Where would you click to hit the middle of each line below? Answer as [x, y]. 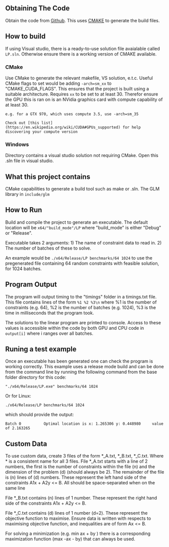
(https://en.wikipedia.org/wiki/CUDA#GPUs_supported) [63, 127]
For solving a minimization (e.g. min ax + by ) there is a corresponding [78, 534]
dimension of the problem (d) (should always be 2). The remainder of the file [85, 472]
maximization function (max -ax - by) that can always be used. [70, 539]
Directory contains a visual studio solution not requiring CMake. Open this [82, 156]
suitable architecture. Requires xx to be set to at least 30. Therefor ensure [82, 94]
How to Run [24, 210]
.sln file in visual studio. [30, 161]
